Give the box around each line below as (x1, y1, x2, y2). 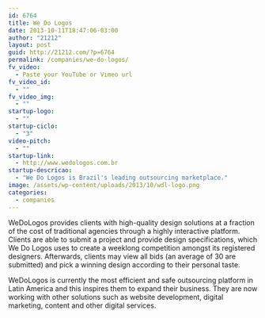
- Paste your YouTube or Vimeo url (15, 71, 133, 79)
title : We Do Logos (8, 19, 73, 27)
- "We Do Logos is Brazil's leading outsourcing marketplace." (15, 174, 228, 182)
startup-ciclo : (8, 122, 59, 130)
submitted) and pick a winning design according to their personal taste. (8, 259, 240, 270)
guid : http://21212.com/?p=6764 (8, 48, 115, 56)
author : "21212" (8, 33, 62, 42)
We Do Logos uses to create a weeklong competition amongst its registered (8, 243, 256, 252)
